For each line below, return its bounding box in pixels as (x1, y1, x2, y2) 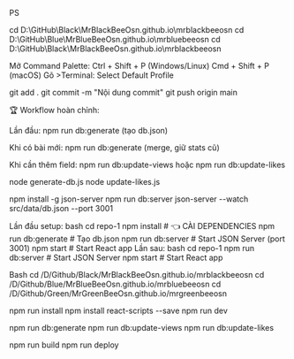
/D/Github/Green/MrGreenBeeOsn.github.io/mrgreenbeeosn (9, 288, 228, 299)
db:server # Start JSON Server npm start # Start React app (9, 252, 223, 263)
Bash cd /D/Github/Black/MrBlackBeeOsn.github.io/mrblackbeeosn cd (9, 270, 265, 279)
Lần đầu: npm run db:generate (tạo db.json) (9, 126, 169, 135)
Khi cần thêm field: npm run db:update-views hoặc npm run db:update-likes (9, 159, 285, 170)
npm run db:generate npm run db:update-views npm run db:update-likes (9, 323, 275, 332)
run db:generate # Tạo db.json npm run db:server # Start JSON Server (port (9, 233, 285, 244)
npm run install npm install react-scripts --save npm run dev (9, 305, 228, 316)
